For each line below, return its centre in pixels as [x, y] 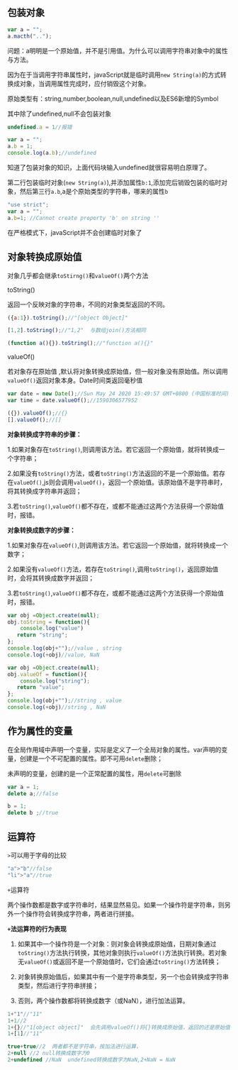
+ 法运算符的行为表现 [37, 929]
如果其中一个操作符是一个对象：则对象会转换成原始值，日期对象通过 [117, 944]
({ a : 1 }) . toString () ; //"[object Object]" [68, 318]
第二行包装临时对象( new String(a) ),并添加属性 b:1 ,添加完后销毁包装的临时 [114, 182]
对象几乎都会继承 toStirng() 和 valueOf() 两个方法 [78, 275]
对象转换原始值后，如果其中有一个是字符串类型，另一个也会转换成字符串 [123, 976]
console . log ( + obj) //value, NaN [53, 655]
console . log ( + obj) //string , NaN [57, 707]
